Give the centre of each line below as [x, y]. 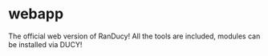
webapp [36, 14]
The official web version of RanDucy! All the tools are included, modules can [134, 36]
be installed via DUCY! [45, 44]
